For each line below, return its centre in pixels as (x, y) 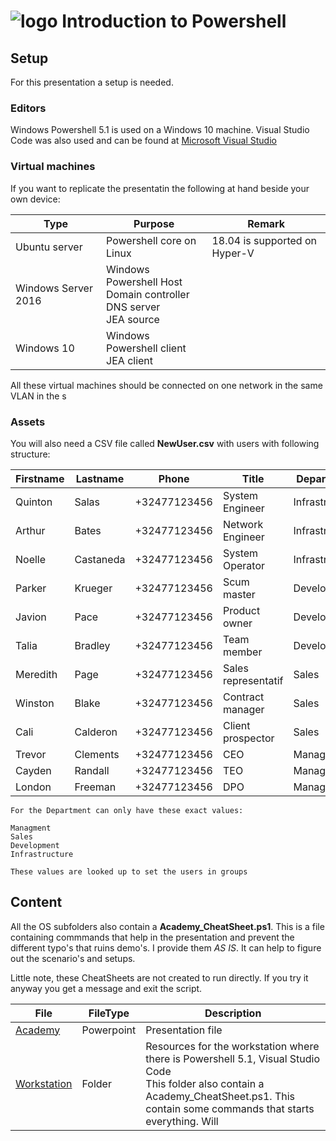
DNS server (133, 307)
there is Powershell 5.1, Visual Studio (233, 1058)
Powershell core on (151, 240)
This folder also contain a (205, 1083)
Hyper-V (233, 253)
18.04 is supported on (264, 240)
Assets (28, 422)
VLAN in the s (38, 396)
